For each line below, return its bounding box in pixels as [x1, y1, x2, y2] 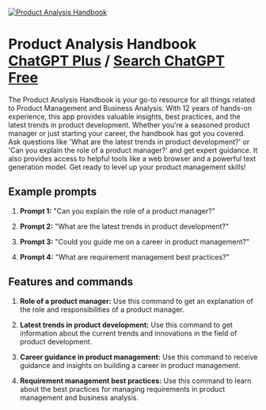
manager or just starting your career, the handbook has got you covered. [8, 128, 245, 138]
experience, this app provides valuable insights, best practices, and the [8, 112, 241, 121]
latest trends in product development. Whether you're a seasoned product [8, 120, 251, 130]
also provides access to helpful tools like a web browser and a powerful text [8, 154, 256, 163]
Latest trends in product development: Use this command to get [19, 320, 234, 329]
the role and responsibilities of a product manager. [19, 305, 184, 314]
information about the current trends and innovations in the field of [19, 328, 237, 338]
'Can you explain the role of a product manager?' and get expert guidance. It [8, 145, 258, 154]
